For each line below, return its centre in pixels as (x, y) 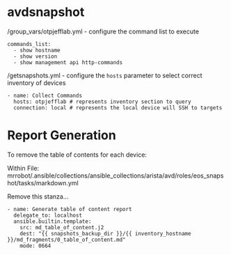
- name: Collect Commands (45, 95)
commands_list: (29, 44)
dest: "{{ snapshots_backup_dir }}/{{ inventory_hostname (105, 233)
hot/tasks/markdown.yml (43, 183)
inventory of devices (37, 83)
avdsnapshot (46, 12)
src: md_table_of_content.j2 (62, 227)
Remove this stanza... (38, 196)
